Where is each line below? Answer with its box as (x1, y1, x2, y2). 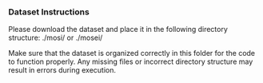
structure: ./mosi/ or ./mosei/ (8, 33, 103, 42)
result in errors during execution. (8, 65, 116, 75)
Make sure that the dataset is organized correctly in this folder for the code (8, 49, 256, 58)
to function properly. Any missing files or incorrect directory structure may (8, 57, 253, 66)
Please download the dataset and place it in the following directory (8, 25, 228, 34)
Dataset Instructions (8, 6, 90, 18)
